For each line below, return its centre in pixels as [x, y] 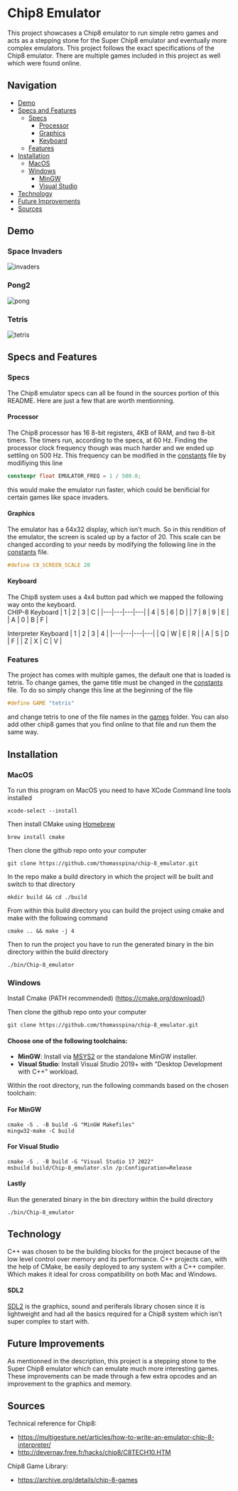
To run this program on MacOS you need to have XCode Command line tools [119, 790]
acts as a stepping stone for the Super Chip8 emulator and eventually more [117, 40]
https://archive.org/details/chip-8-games [78, 1480]
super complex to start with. [49, 1321]
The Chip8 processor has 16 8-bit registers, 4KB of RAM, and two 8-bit [111, 432]
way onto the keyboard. [42, 605]
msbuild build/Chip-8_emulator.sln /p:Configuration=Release [100, 1168]
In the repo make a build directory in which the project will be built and [110, 876]
